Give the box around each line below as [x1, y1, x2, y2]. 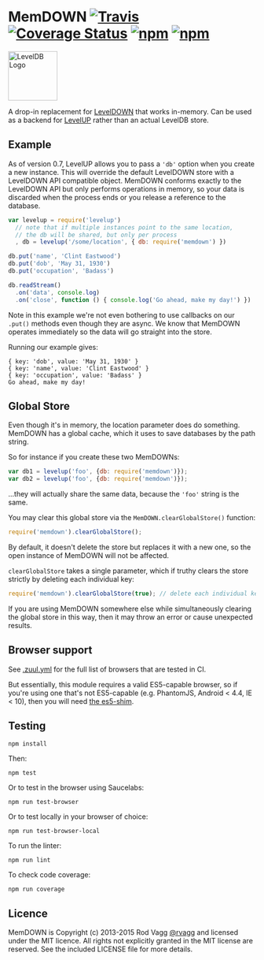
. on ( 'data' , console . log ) [15, 288, 101, 296]
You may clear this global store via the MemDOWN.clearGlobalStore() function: [8, 513, 256, 523]
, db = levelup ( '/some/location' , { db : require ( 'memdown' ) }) [15, 238, 227, 246]
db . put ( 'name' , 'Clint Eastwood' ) [8, 252, 122, 260]
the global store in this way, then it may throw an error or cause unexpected [8, 612, 254, 622]
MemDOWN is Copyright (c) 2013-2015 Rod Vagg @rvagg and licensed [8, 928, 239, 937]
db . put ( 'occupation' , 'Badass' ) [8, 267, 114, 275]
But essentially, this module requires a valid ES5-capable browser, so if [8, 679, 238, 689]
